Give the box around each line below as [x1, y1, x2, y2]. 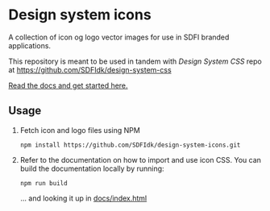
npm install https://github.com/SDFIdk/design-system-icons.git [19, 141, 241, 149]
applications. [8, 40, 51, 50]
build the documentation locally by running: [19, 163, 164, 173]
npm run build [19, 179, 68, 187]
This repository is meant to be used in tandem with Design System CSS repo [8, 56, 262, 66]
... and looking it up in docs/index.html [19, 193, 147, 203]
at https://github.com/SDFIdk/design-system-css [8, 64, 172, 74]
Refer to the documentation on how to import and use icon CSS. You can [19, 155, 262, 164]
